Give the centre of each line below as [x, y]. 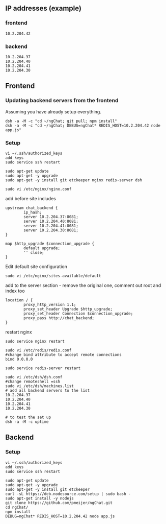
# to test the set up [28, 417]
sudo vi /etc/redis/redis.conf [38, 350]
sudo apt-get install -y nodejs [39, 498]
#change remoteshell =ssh [33, 382]
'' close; [34, 252]
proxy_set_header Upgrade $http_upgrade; [68, 309]
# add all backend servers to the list [48, 390]
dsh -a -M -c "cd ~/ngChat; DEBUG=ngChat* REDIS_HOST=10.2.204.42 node [83, 125]
